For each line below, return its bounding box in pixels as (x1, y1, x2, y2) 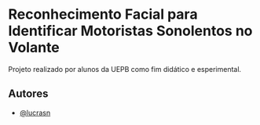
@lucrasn (19, 108, 51, 117)
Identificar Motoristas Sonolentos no (8, 22, 253, 40)
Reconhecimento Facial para (8, 5, 198, 23)
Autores (8, 87, 49, 101)
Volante (8, 39, 60, 56)
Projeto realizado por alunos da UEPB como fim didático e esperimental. (8, 64, 242, 73)
